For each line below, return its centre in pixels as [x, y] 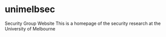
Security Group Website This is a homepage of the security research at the [83, 23]
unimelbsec [30, 9]
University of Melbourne [30, 28]
